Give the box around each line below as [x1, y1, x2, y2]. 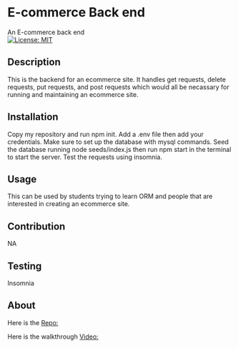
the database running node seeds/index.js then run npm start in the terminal [7, 145, 232, 153]
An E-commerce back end [7, 28, 85, 36]
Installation [7, 111, 59, 123]
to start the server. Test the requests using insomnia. [7, 153, 163, 161]
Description [7, 56, 61, 68]
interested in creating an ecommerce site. [7, 200, 130, 208]
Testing [7, 260, 42, 272]
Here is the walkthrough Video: [7, 332, 99, 341]
